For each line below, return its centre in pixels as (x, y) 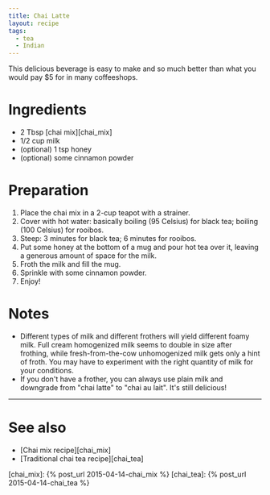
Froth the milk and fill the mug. (70, 264)
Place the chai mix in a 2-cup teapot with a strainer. (105, 213)
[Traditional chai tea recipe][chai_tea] (82, 458)
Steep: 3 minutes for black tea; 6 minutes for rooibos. (108, 238)
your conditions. (47, 370)
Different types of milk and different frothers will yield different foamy (135, 336)
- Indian (30, 46)
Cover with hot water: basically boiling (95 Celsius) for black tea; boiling (139, 221)
